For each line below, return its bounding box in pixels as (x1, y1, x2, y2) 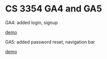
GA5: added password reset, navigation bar (5, 38, 95, 45)
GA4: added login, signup (5, 19, 58, 25)
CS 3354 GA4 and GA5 (5, 3, 102, 14)
